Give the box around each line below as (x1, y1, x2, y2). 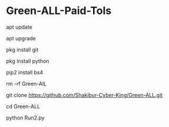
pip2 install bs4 (6, 68, 44, 75)
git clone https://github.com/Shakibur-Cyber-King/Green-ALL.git (6, 91, 163, 98)
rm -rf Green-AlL (6, 80, 47, 87)
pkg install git (6, 46, 39, 53)
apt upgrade (6, 35, 37, 42)
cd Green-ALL (6, 102, 41, 109)
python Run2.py (6, 114, 45, 121)
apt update (6, 23, 32, 30)
